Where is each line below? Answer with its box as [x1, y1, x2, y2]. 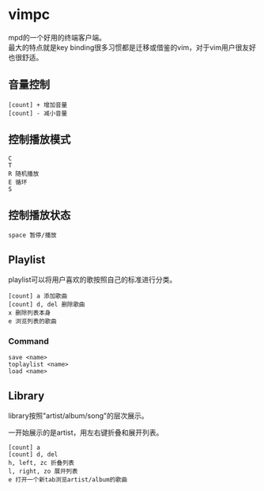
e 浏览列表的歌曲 [8, 318, 57, 325]
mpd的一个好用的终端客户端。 [8, 32, 107, 42]
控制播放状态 [8, 208, 71, 222]
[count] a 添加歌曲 [8, 292, 68, 300]
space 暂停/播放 [8, 231, 57, 239]
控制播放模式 [8, 133, 71, 147]
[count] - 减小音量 [8, 109, 68, 117]
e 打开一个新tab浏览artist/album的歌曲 [8, 476, 128, 484]
